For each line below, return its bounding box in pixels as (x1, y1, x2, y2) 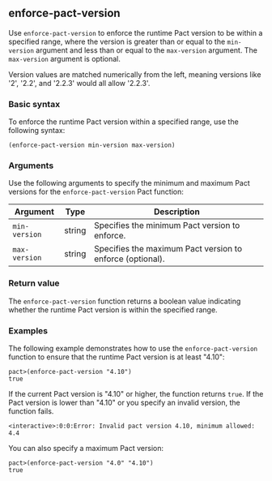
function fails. (8, 406, 54, 416)
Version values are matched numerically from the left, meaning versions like (8, 69, 261, 79)
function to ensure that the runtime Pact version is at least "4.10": (8, 352, 225, 362)
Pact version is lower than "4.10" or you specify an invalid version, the (8, 397, 240, 407)
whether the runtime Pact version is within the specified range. (8, 304, 218, 315)
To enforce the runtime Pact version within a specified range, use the (8, 117, 239, 127)
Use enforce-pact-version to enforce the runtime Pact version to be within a (8, 28, 263, 37)
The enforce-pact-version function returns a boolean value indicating (8, 296, 241, 306)
